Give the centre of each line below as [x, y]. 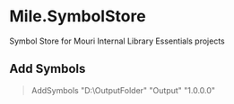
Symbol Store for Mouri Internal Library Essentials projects [117, 41]
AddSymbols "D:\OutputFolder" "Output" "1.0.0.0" [123, 90]
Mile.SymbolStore [78, 16]
